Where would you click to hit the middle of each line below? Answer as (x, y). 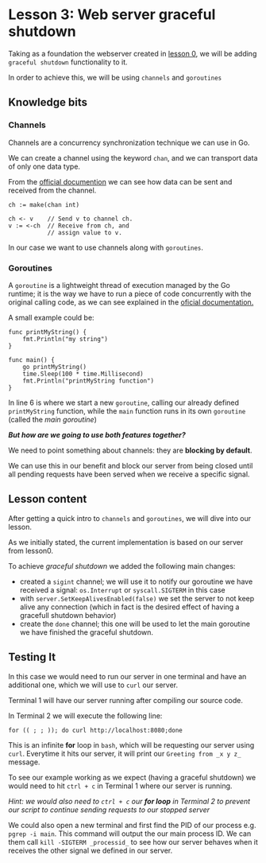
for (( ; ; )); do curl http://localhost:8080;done (95, 730)
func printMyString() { (48, 332)
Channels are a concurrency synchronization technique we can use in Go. (129, 142)
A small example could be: (51, 317)
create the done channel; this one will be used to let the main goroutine (135, 624)
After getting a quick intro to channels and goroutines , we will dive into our (130, 518)
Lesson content (48, 499)
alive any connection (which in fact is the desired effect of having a (129, 607)
